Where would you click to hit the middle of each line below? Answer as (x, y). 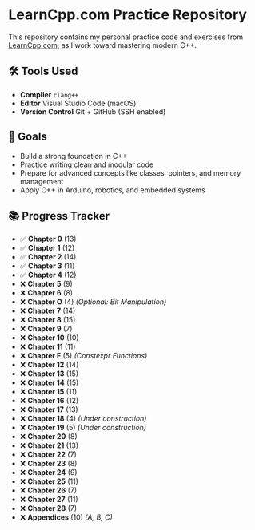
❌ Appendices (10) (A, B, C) (66, 517)
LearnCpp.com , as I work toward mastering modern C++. (103, 45)
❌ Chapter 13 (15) (49, 374)
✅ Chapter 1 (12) (47, 248)
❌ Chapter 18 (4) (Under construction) (83, 419)
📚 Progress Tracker (59, 216)
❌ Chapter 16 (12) (49, 401)
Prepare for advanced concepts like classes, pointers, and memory (130, 172)
